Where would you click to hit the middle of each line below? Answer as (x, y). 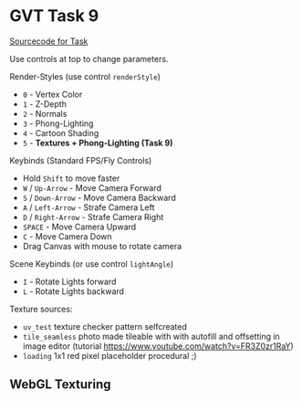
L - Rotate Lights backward (73, 291)
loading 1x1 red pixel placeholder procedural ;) (110, 355)
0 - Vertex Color (52, 94)
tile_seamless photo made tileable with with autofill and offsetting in (151, 336)
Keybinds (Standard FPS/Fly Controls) (81, 160)
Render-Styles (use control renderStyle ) (85, 76)
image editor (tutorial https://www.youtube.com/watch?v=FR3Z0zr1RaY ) (158, 346)
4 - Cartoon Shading (61, 132)
